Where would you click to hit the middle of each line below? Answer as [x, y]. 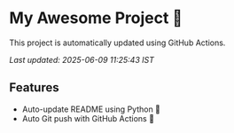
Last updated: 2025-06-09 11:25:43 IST [82, 59]
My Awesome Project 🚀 [96, 18]
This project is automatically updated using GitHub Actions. [117, 43]
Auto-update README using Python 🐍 [91, 109]
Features [34, 88]
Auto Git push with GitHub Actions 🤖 [88, 118]
